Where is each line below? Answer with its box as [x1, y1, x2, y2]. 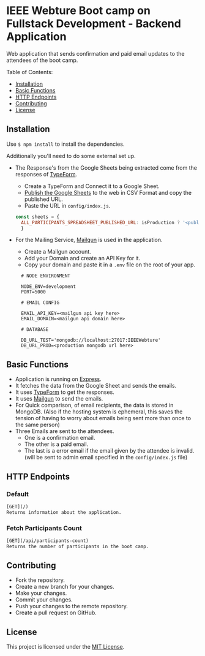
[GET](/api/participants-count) [6, 537, 89, 544]
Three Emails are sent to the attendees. [15, 428, 114, 435]
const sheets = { [15, 214, 60, 220]
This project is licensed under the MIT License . [6, 643, 125, 650]
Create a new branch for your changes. [15, 583, 114, 590]
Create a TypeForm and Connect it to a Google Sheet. [24, 182, 160, 190]
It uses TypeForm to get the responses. [15, 388, 114, 396]
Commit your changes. [15, 596, 73, 603]
